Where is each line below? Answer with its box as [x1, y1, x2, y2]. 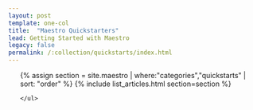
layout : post [8, 11, 52, 20]
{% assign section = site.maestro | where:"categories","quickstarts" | [19, 71, 247, 80]
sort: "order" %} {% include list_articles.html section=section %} [19, 79, 232, 88]
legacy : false [8, 41, 56, 49]
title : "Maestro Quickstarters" [8, 26, 119, 34]
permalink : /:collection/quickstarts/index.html [8, 49, 173, 57]
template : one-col [8, 19, 69, 27]
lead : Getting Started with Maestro [8, 33, 130, 42]
